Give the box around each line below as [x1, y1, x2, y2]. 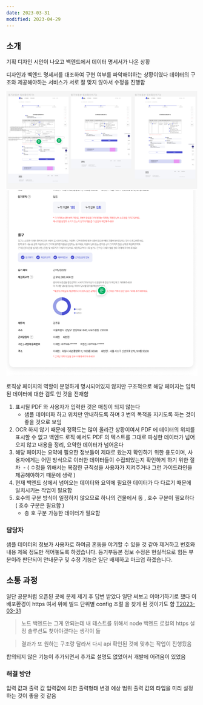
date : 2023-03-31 [6, 10, 50, 16]
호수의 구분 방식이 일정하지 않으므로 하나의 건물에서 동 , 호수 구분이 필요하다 [15, 494, 195, 501]
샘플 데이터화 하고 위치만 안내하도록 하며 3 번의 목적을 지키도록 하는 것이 [24, 410, 196, 418]
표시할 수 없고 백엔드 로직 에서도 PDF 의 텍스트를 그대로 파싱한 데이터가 [15, 433, 184, 440]
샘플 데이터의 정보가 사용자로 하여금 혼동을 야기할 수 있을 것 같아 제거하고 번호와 [6, 541, 196, 548]
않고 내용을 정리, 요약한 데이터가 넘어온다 [26, 440, 124, 448]
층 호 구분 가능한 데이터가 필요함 [24, 509, 101, 516]
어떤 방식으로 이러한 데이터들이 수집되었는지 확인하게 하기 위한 [41, 456, 189, 464]
